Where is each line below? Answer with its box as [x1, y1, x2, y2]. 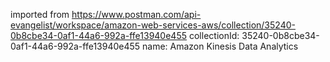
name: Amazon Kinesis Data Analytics [142, 40, 299, 52]
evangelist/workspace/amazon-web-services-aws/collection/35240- [10, 19, 296, 31]
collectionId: [188, 30, 240, 41]
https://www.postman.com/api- [71, 9, 202, 20]
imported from [10, 9, 70, 20]
